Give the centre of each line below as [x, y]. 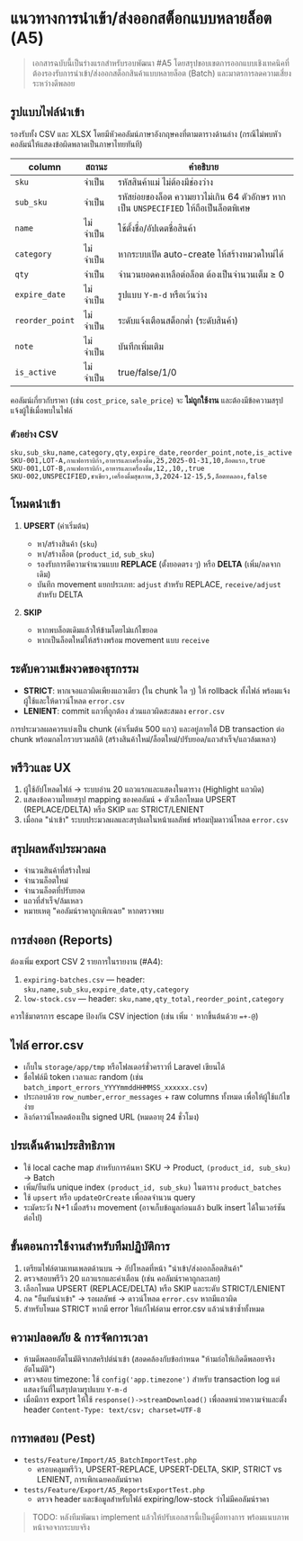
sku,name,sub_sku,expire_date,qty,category [106, 990]
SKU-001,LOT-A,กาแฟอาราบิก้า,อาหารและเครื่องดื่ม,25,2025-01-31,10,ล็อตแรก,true [138, 461]
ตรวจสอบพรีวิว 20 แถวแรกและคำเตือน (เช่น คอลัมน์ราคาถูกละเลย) [122, 1278]
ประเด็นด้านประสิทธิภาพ [62, 1146]
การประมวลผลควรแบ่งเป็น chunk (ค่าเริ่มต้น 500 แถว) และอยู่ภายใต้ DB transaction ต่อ [147, 729]
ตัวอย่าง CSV [35, 434]
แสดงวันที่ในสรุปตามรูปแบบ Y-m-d [75, 1390]
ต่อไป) [33, 1217]
